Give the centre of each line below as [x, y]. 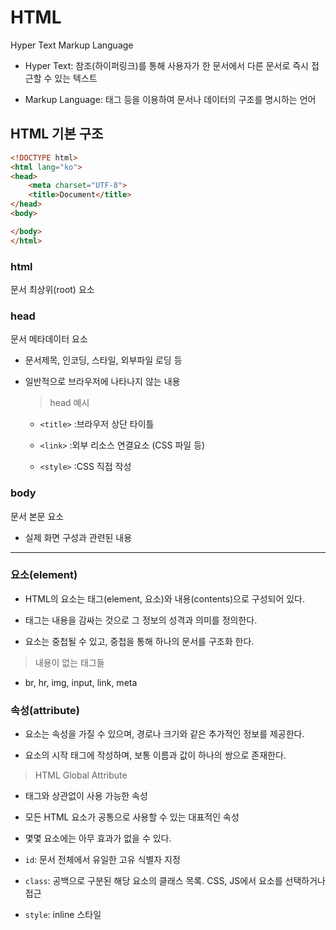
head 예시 [69, 403]
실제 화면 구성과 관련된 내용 [78, 537]
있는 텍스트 [76, 78]
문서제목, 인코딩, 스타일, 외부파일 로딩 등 [103, 360]
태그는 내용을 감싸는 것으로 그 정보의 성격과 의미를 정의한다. [141, 620]
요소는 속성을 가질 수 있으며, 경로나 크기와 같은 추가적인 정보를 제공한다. [164, 734]
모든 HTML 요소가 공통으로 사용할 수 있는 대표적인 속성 [132, 817]
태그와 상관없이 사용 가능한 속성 [86, 796]
